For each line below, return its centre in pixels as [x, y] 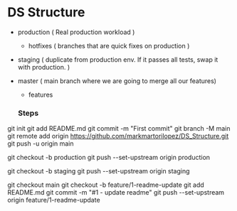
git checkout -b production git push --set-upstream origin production [109, 158]
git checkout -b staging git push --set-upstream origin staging [99, 171]
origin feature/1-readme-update [54, 200]
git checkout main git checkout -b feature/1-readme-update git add [106, 185]
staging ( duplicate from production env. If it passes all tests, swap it [118, 59]
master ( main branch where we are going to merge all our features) [117, 81]
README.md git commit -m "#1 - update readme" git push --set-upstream [116, 193]
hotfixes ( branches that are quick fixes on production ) [109, 45]
